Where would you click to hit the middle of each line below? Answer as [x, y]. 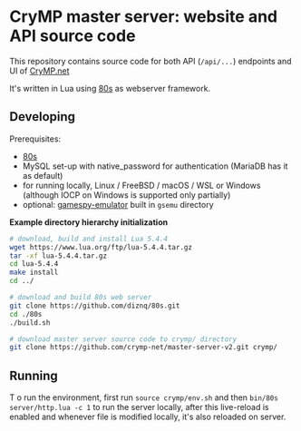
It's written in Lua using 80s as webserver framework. [110, 88]
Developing [42, 117]
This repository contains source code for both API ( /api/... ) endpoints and [150, 61]
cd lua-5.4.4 [34, 264]
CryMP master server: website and [144, 17]
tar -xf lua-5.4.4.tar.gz [58, 256]
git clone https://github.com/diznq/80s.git [95, 306]
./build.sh [30, 323]
